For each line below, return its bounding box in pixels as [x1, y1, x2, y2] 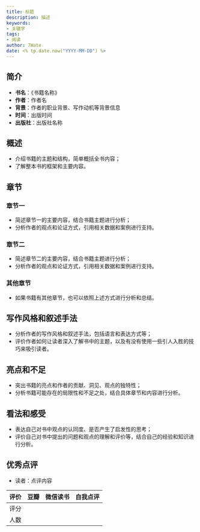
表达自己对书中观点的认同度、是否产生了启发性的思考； [14, 426, 152, 433]
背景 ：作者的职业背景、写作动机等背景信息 [14, 103, 121, 111]
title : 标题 [6, 8, 34, 15]
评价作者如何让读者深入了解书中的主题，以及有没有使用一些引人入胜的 [14, 338, 189, 345]
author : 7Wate [6, 43, 42, 49]
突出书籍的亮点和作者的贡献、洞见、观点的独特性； [14, 382, 142, 389]
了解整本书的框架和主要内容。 [14, 163, 89, 170]
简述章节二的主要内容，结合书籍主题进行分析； [14, 255, 131, 262]
